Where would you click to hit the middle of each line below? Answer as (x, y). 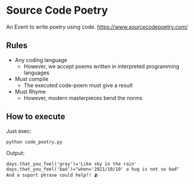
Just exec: (19, 131)
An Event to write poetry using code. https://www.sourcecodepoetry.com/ (97, 27)
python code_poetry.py (34, 142)
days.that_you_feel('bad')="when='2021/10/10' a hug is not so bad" (93, 169)
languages (36, 73)
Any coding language (41, 60)
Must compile (32, 79)
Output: (15, 153)
